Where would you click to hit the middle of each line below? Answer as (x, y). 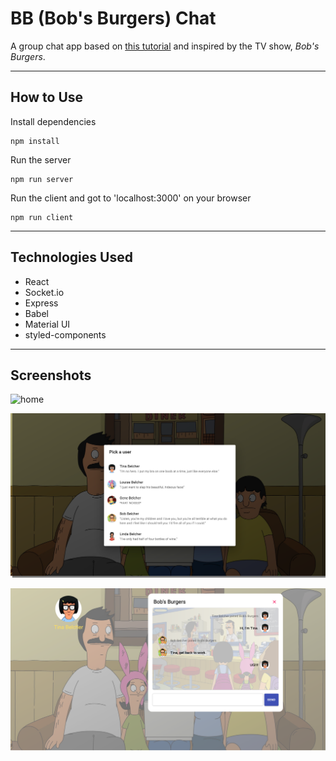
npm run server (42, 179)
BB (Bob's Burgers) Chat (113, 18)
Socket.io (44, 292)
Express (41, 303)
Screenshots (51, 375)
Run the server (41, 159)
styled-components (65, 334)
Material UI (47, 324)
